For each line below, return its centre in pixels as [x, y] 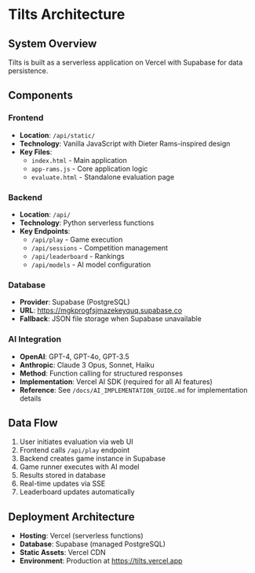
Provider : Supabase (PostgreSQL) [75, 302]
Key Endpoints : [45, 231]
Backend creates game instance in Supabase [93, 459]
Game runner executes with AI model [79, 467]
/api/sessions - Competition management [100, 248]
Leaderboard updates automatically [77, 492]
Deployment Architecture [71, 517]
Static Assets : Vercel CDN [62, 553]
